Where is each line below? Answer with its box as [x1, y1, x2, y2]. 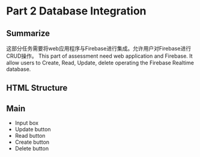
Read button [14, 132, 46, 140]
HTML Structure [6, 83, 68, 93]
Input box [14, 119, 39, 127]
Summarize [6, 28, 50, 38]
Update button [14, 126, 51, 133]
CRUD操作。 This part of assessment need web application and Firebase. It [6, 52, 193, 60]
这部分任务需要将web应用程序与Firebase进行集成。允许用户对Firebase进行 [6, 45, 191, 52]
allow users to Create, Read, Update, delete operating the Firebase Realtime [6, 59, 194, 66]
